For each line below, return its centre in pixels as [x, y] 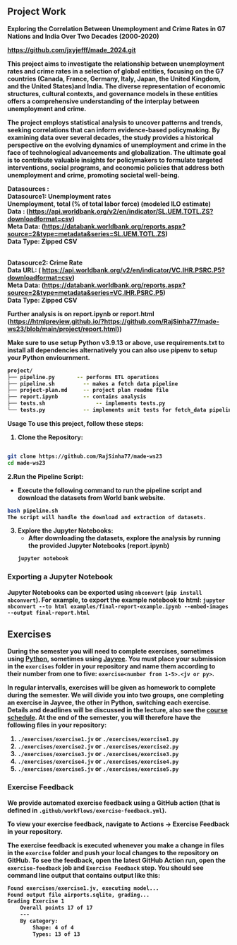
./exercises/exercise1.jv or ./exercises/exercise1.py [98, 739]
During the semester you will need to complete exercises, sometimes [110, 651]
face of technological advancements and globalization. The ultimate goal [117, 152]
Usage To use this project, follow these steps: [76, 423]
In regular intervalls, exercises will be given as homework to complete [112, 688]
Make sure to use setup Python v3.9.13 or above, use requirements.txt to [116, 342]
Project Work [37, 12]
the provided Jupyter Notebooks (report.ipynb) [99, 546]
